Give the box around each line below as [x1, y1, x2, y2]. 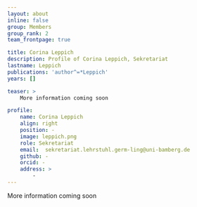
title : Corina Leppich [7, 49, 74, 56]
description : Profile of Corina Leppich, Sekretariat [7, 55, 169, 63]
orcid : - [20, 159, 46, 166]
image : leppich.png [20, 133, 77, 140]
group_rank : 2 [7, 29, 49, 37]
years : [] [7, 75, 37, 82]
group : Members [7, 23, 52, 30]
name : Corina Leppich [20, 114, 83, 121]
